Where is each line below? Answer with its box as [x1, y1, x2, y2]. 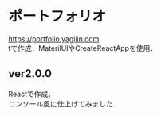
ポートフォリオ [8, 7, 107, 25]
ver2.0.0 [8, 67, 53, 80]
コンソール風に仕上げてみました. [8, 99, 116, 108]
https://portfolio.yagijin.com [8, 33, 100, 44]
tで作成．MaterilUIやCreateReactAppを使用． [8, 43, 158, 52]
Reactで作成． [8, 89, 56, 99]
